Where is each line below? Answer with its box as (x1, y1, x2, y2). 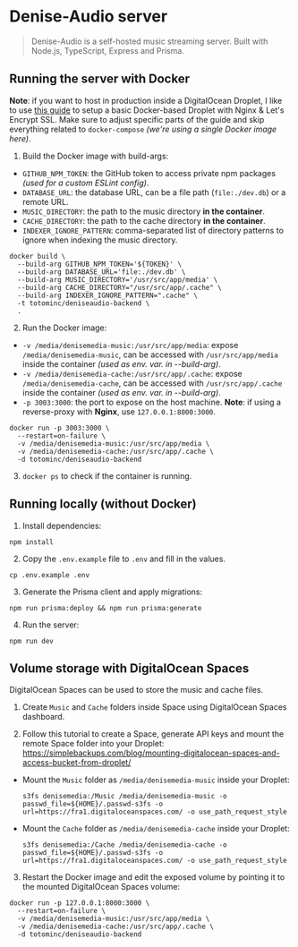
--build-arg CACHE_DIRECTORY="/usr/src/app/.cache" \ (17, 283, 222, 292)
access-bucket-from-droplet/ (21, 757, 132, 768)
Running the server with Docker (9, 72, 191, 87)
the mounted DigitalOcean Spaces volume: (21, 882, 181, 892)
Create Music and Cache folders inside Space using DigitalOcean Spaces (21, 702, 287, 712)
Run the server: (21, 619, 80, 630)
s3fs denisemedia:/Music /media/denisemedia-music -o (21, 792, 227, 801)
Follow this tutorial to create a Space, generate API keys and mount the (21, 729, 285, 739)
